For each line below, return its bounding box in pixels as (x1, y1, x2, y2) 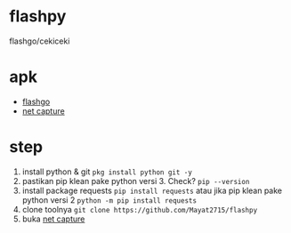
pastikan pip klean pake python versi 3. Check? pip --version (21, 175, 250, 186)
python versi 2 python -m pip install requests (21, 194, 198, 205)
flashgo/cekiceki (9, 36, 70, 46)
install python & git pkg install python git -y (21, 166, 193, 177)
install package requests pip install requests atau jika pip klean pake (21, 185, 283, 196)
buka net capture (21, 213, 85, 224)
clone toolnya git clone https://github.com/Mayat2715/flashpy (21, 204, 258, 214)
